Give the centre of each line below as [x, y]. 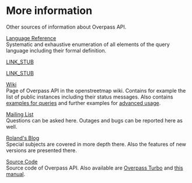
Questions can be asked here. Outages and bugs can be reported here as [94, 120]
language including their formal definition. [56, 50]
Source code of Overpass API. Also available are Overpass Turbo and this [95, 168]
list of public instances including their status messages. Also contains [90, 97]
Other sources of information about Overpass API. [66, 27]
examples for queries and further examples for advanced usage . [83, 103]
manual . [15, 174]
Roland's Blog [23, 138]
